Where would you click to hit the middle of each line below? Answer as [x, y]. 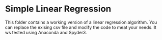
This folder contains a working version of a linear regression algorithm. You [81, 22]
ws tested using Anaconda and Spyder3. [46, 32]
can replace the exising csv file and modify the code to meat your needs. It [81, 27]
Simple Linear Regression [58, 9]
